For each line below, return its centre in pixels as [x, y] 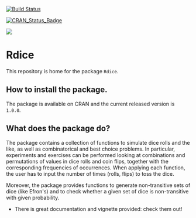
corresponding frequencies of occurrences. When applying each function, [96, 168]
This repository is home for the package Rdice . [62, 71]
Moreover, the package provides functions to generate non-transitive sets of [98, 185]
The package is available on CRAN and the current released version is [90, 104]
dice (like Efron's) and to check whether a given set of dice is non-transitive [97, 191]
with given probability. [33, 197]
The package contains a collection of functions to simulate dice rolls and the [98, 142]
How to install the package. [57, 90]
